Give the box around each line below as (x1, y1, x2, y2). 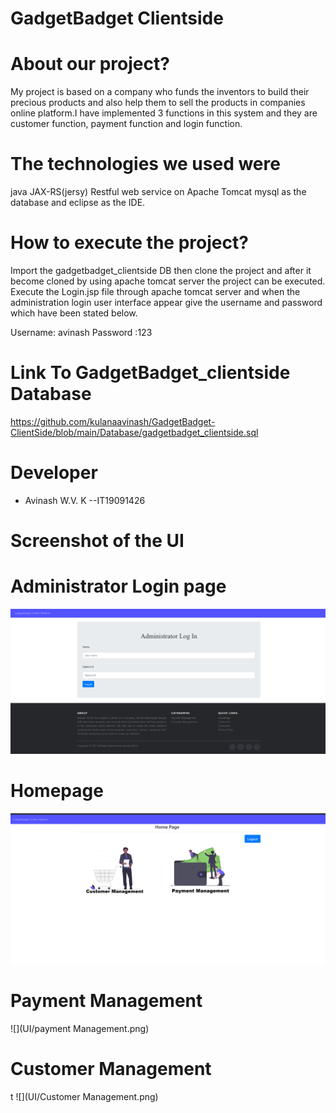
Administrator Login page (10, 575, 227, 598)
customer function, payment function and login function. (10, 118, 243, 130)
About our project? (10, 53, 170, 76)
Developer (10, 462, 98, 484)
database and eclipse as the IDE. (10, 197, 146, 209)
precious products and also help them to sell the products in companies (10, 97, 306, 109)
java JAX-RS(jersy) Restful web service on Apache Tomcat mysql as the (10, 186, 307, 198)
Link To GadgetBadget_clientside (10, 362, 291, 384)
